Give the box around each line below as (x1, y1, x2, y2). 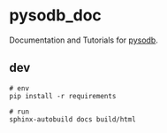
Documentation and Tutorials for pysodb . (9, 35, 159, 45)
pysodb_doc (9, 5, 102, 26)
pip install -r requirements (9, 91, 117, 100)
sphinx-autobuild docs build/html (9, 114, 137, 124)
